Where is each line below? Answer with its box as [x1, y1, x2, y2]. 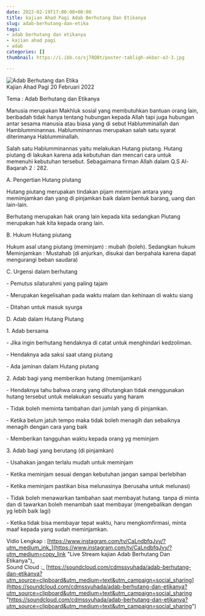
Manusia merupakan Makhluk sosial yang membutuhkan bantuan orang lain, [6, 106, 199, 114]
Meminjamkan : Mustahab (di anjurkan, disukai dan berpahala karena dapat [6, 249, 196, 257]
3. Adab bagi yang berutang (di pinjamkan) [6, 447, 114, 454]
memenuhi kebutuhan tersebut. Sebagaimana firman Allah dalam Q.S [6, 157, 181, 165]
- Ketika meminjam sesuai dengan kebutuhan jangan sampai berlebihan [6, 470, 187, 478]
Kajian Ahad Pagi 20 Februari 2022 [6, 83, 95, 91]
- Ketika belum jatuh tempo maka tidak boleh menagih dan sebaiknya [6, 417, 181, 424]
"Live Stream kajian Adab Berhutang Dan [67, 550, 170, 557]
